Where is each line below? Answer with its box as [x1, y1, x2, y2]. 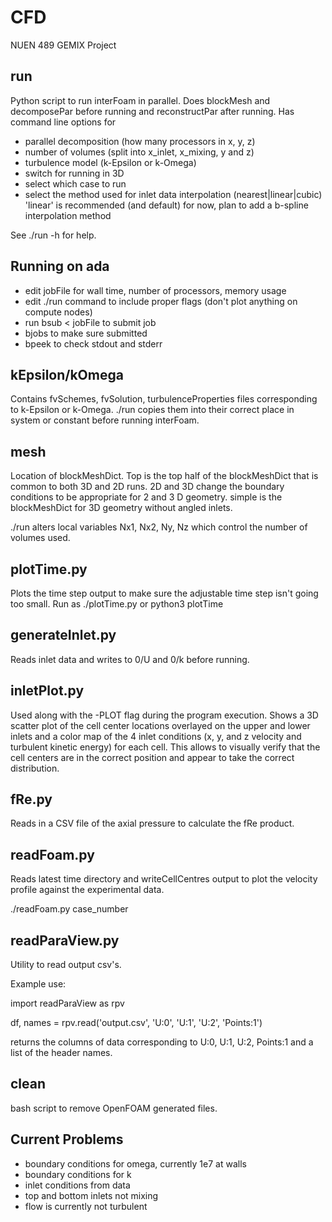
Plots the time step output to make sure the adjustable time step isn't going [10, 587, 319, 599]
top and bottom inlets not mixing [24, 1189, 159, 1201]
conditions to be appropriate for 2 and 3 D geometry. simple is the [10, 491, 283, 503]
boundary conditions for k [24, 1168, 132, 1180]
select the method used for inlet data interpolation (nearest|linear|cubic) [24, 188, 323, 200]
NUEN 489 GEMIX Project [10, 39, 117, 51]
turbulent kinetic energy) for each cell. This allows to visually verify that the [10, 741, 321, 753]
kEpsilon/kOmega [10, 366, 124, 383]
